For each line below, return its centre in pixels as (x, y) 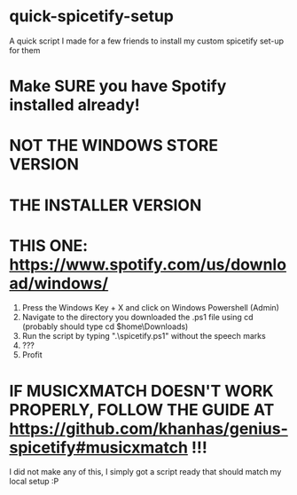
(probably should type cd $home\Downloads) (105, 326)
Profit (32, 355)
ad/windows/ (59, 283)
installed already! (74, 105)
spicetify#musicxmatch (99, 448)
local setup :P (34, 482)
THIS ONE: (49, 245)
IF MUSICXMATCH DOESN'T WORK (141, 391)
